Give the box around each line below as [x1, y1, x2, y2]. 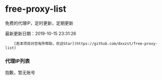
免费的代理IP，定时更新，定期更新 [5, 20, 73, 26]
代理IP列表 [5, 58, 30, 64]
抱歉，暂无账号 [5, 70, 35, 76]
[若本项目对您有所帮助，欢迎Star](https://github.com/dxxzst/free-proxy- [14, 41, 158, 46]
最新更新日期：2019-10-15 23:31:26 [5, 30, 76, 36]
